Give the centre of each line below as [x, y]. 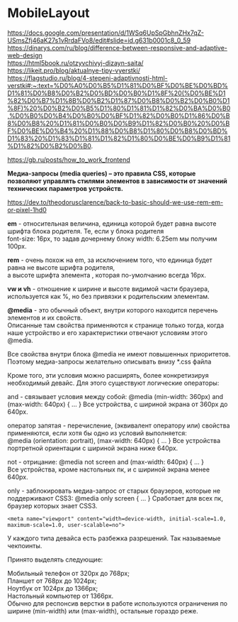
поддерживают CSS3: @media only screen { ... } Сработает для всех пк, [115, 498]
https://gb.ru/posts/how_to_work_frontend [69, 159]
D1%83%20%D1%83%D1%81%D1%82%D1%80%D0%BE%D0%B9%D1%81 [119, 138]
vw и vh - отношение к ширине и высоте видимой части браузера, [109, 288]
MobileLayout [49, 13]
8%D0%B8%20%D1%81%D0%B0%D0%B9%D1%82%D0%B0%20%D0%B [119, 123]
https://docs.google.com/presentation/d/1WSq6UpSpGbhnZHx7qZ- [106, 33]
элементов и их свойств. [45, 317]
